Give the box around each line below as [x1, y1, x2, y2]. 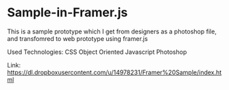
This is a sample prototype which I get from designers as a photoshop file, [7, 27, 217, 35]
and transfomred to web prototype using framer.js [7, 34, 148, 42]
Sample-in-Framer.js [7, 5, 128, 20]
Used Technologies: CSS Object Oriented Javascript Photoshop [7, 48, 187, 56]
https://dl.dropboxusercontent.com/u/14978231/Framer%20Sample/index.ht [7, 68, 222, 76]
